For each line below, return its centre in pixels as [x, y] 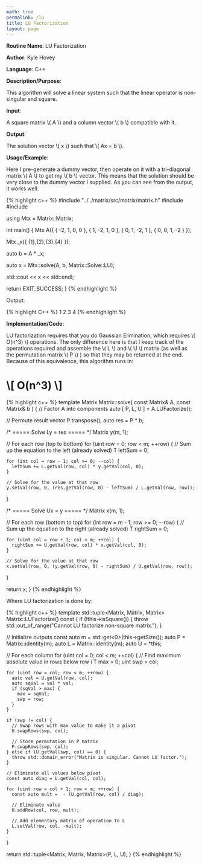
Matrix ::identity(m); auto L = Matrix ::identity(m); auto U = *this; [84, 643]
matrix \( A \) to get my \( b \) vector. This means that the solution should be [100, 176]
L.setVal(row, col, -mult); [47, 826]
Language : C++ [26, 69]
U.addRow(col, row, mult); [46, 810]
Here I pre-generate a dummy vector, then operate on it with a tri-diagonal [99, 169]
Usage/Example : [27, 158]
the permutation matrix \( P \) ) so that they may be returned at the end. [95, 355]
